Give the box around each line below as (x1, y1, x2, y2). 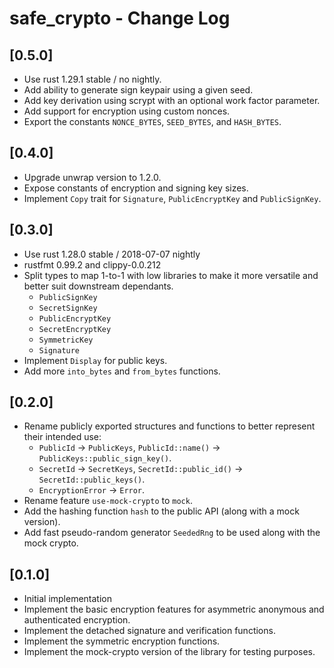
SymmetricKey (38, 335, 94, 345)
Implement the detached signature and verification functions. (23, 625, 276, 637)
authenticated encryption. (23, 614, 131, 626)
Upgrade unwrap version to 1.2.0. (23, 171, 162, 183)
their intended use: (23, 431, 102, 443)
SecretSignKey (38, 303, 98, 313)
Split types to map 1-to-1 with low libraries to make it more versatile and (23, 269, 319, 281)
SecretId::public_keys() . (38, 473, 146, 486)
